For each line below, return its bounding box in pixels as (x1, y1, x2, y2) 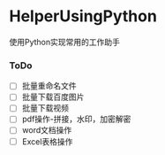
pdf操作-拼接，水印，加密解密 (21, 113, 131, 125)
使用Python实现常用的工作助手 (9, 36, 121, 47)
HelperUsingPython (9, 6, 157, 27)
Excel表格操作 (21, 136, 73, 147)
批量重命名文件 (21, 81, 77, 91)
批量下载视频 (21, 103, 69, 113)
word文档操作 (21, 125, 72, 136)
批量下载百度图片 (21, 91, 85, 103)
